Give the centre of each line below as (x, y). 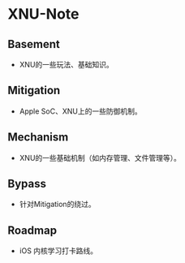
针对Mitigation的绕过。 (57, 205)
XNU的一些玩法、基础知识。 (67, 65)
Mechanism (38, 138)
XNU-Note (43, 14)
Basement (34, 44)
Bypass (27, 184)
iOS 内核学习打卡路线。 (58, 251)
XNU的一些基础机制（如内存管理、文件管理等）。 (100, 157)
